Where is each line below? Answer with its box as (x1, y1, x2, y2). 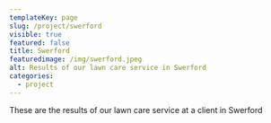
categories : (9, 72, 54, 81)
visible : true (9, 30, 63, 39)
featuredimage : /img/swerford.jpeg (9, 55, 143, 64)
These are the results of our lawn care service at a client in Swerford (9, 104, 263, 115)
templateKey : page (9, 13, 78, 22)
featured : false (9, 38, 70, 48)
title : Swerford (9, 47, 70, 56)
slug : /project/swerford (9, 22, 102, 31)
